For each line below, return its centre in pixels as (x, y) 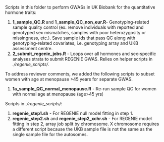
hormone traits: (21, 12)
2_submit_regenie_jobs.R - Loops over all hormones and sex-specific (84, 54)
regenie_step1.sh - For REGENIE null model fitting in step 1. (73, 113)
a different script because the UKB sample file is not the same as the (82, 129)
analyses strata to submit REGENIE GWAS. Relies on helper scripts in (82, 59)
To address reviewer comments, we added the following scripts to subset (80, 74)
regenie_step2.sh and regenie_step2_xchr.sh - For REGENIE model (82, 118)
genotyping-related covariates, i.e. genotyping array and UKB (75, 43)
